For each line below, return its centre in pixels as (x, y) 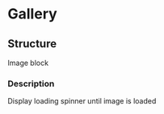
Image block (28, 63)
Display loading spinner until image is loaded (82, 101)
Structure (32, 44)
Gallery (32, 14)
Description (31, 83)
